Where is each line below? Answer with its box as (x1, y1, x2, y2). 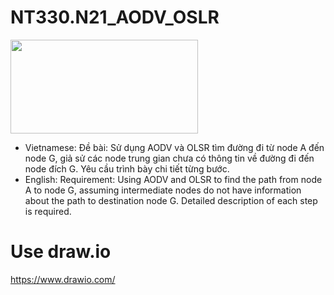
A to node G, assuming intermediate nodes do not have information (24, 184, 302, 196)
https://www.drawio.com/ (10, 273, 116, 285)
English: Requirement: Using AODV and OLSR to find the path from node (24, 173, 323, 185)
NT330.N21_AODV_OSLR (10, 6, 220, 29)
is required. (24, 205, 72, 217)
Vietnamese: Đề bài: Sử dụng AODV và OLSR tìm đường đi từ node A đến (24, 141, 325, 153)
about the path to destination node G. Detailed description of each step (24, 194, 318, 206)
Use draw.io (10, 241, 112, 263)
